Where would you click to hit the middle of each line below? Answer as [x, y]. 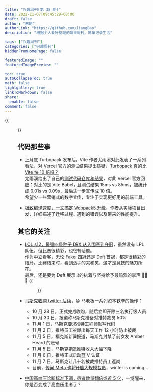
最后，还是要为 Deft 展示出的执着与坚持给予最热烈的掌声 [82, 275]
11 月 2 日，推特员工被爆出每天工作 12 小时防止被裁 [84, 330]
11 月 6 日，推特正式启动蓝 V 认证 [66, 355]
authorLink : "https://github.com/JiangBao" [51, 28]
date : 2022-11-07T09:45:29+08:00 [40, 14]
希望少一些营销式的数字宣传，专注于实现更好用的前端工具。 [86, 197]
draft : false [19, 19]
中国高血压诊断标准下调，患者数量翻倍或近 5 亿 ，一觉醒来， [86, 378]
